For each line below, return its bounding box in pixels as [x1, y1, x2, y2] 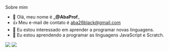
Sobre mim [5, 4, 28, 10]
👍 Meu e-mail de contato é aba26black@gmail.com [12, 19, 121, 25]
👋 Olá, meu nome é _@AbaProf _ [12, 14, 80, 19]
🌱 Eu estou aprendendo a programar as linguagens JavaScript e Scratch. [12, 32, 164, 38]
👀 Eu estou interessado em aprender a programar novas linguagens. [12, 27, 154, 32]
